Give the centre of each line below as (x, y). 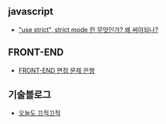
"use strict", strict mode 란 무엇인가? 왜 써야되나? (88, 29)
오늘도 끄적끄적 (39, 113)
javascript (31, 12)
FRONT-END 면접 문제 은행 (56, 70)
